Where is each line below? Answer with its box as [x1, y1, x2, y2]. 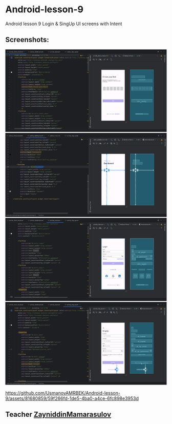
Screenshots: [5, 35, 50, 44]
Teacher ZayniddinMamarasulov [5, 410, 112, 419]
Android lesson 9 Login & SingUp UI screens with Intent [5, 21, 122, 27]
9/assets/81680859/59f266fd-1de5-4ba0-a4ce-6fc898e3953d [5, 395, 139, 401]
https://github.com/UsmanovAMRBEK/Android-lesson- [5, 390, 120, 396]
